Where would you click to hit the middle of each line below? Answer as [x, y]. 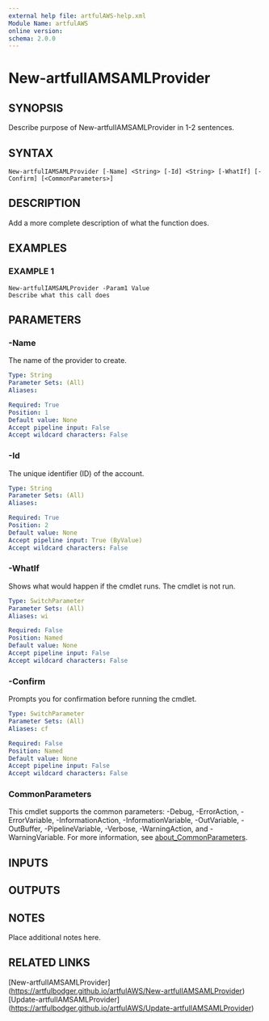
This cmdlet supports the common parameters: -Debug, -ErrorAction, [124, 812]
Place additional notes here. [55, 938]
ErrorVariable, [32, 821]
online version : [36, 31]
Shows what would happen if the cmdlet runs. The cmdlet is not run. [122, 586]
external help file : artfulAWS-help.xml [78, 16]
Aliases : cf [28, 728]
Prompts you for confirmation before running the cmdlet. [103, 699]
